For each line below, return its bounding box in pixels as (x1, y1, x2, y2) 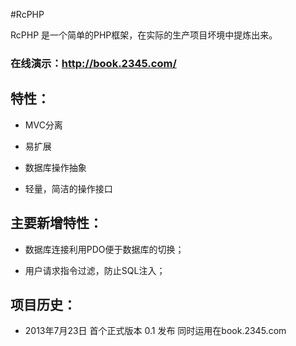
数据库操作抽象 (24, 161, 87, 173)
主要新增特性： (10, 215, 103, 232)
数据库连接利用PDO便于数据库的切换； (24, 243, 185, 255)
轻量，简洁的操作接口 (24, 182, 113, 194)
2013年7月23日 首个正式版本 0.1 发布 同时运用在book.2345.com (24, 325, 287, 337)
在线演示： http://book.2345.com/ (10, 56, 177, 70)
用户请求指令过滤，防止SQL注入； (24, 264, 166, 276)
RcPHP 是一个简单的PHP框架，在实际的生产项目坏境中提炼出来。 (10, 29, 278, 41)
